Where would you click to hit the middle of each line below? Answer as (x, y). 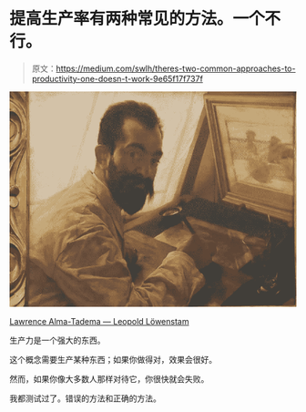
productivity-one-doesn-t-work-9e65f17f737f (117, 78)
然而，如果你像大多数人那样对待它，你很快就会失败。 (109, 378)
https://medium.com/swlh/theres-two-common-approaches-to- (176, 68)
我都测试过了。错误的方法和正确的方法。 (85, 398)
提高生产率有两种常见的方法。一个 (138, 19)
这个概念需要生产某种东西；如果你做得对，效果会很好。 (113, 359)
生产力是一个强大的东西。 (57, 340)
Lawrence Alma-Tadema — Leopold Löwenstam (99, 321)
